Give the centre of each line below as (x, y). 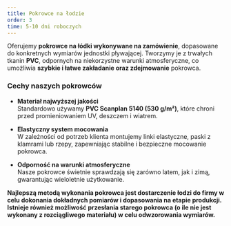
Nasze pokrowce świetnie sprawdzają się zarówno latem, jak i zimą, (113, 172)
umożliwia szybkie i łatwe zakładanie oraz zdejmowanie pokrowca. (104, 68)
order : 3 (20, 20)
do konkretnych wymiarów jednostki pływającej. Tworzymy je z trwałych (110, 53)
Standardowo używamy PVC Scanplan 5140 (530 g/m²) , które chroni (116, 109)
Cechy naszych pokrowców (54, 86)
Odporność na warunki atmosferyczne (74, 164)
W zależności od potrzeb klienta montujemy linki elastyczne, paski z (114, 136)
